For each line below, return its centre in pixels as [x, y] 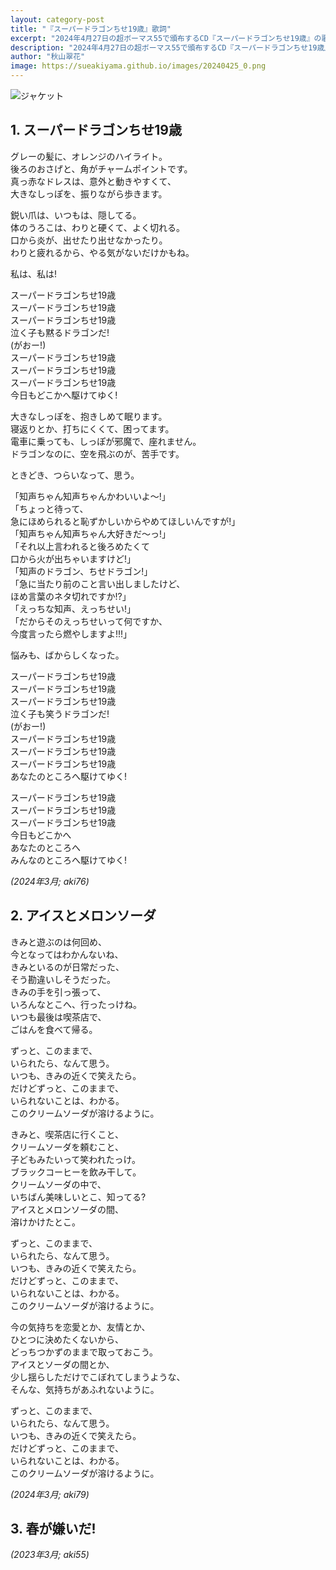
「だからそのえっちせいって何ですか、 [89, 621]
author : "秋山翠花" [48, 57]
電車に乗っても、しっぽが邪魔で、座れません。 [106, 441]
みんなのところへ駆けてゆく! [69, 860]
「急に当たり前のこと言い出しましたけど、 [98, 583]
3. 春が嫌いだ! [53, 1529]
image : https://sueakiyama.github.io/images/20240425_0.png [138, 66]
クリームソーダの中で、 [58, 1184]
